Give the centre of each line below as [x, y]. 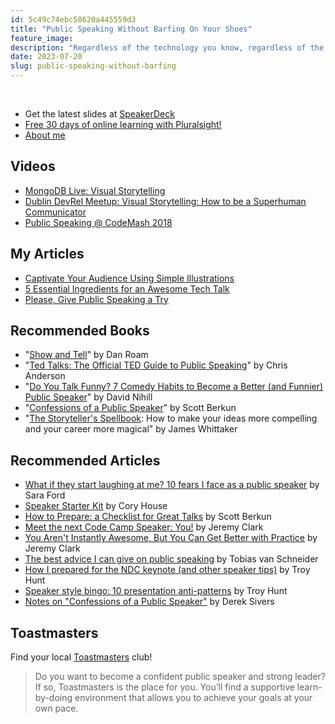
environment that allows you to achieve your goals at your [193, 698]
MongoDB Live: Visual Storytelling [95, 190]
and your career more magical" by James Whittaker [131, 429]
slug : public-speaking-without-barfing [93, 66]
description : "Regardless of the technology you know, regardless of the [167, 47]
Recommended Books [80, 331]
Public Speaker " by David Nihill [88, 397]
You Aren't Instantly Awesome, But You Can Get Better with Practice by [171, 538]
